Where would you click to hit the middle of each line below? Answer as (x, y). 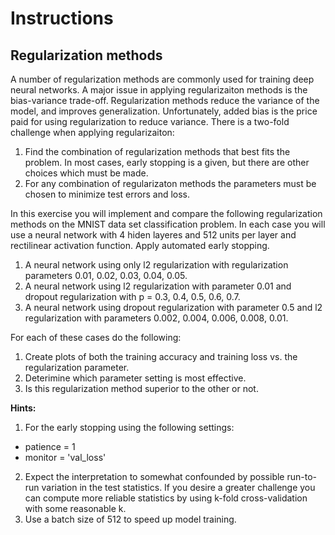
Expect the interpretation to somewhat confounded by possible (154, 476)
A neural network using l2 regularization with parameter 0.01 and (158, 286)
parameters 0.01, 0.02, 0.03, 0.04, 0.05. (106, 275)
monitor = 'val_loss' (65, 457)
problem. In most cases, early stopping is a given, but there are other (167, 162)
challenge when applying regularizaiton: (92, 132)
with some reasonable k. (75, 508)
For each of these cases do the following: (96, 337)
